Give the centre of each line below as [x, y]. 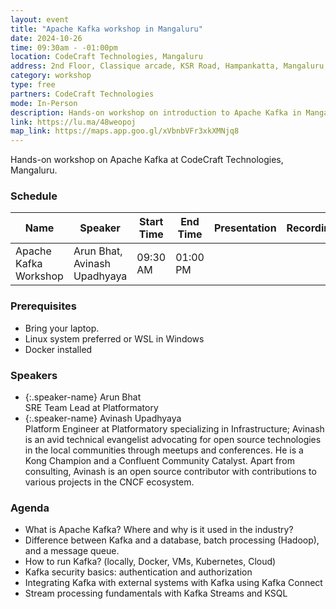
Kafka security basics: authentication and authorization [138, 572]
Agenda [30, 508]
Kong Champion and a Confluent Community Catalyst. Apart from [159, 461]
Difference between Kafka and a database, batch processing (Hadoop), [172, 540]
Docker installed [58, 349]
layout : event [40, 19]
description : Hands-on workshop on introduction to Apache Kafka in [156, 112]
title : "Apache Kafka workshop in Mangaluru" [106, 29]
